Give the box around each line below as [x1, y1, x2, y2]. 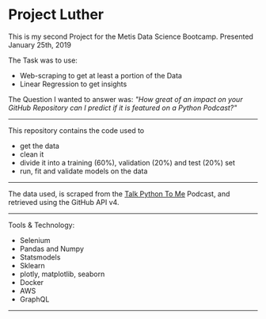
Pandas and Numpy [19, 244, 85, 253]
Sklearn [19, 260, 45, 270]
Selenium [19, 235, 51, 245]
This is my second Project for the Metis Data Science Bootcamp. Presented [8, 32, 253, 41]
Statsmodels [19, 252, 61, 262]
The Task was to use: [8, 55, 78, 65]
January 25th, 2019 [8, 40, 71, 49]
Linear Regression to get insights [19, 79, 127, 89]
